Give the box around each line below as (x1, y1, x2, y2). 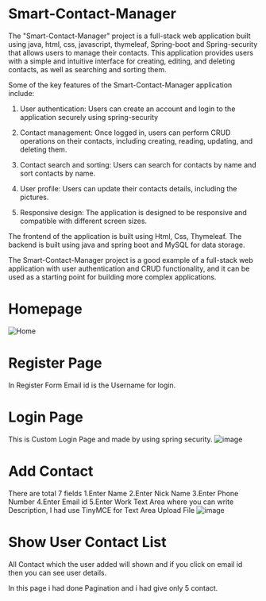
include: (8, 88, 35, 98)
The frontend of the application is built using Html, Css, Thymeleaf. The (8, 231, 242, 241)
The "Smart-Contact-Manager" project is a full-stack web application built (8, 31, 251, 40)
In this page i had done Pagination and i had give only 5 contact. (8, 583, 218, 592)
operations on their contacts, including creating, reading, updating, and (19, 136, 253, 145)
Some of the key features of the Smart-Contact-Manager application (8, 80, 233, 90)
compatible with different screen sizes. (19, 216, 148, 225)
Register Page (8, 354, 102, 372)
